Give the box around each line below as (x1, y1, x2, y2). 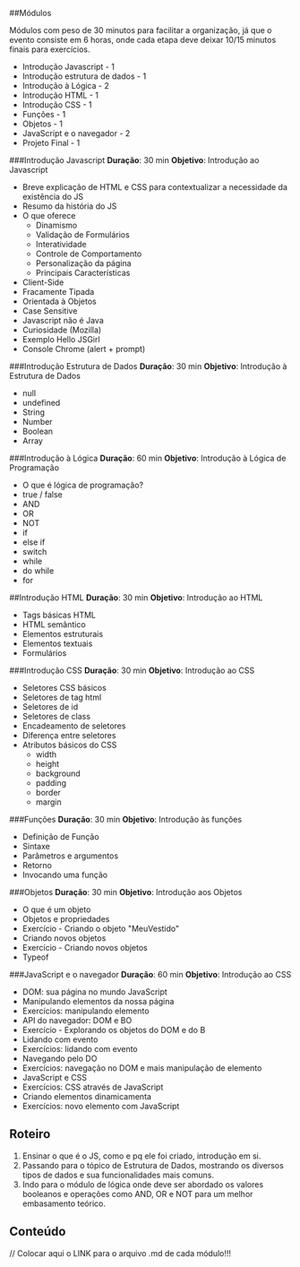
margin (35, 797, 63, 807)
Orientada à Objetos (21, 296, 97, 306)
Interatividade (35, 239, 87, 249)
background (35, 768, 81, 779)
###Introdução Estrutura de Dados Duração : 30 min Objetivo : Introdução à (9, 361, 287, 371)
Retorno (21, 860, 52, 870)
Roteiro (9, 1126, 51, 1142)
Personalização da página (35, 258, 132, 268)
